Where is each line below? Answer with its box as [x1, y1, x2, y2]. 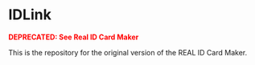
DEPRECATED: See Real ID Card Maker [8, 32, 139, 42]
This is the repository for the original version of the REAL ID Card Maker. [8, 47, 248, 57]
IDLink [8, 6, 52, 24]
